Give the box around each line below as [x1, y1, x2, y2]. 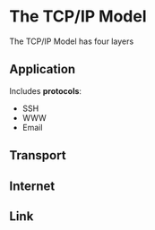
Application [9, 62, 76, 77]
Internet [9, 178, 56, 193]
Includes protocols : [9, 85, 82, 96]
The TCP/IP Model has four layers [9, 36, 134, 47]
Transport [9, 148, 66, 163]
